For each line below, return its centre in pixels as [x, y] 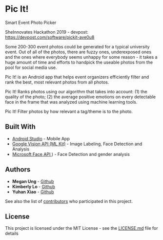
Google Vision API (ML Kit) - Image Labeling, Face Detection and [77, 144]
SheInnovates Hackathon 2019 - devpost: [47, 32]
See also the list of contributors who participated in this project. [69, 201]
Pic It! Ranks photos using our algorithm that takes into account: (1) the [76, 91]
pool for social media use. [31, 67]
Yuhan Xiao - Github [33, 192]
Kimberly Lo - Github [33, 186]
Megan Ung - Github [33, 181]
